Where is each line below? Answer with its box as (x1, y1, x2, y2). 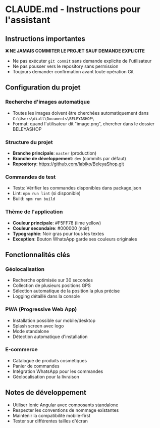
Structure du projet (5, 138, 53, 146)
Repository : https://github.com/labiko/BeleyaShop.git (12, 161, 125, 167)
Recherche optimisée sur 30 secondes (12, 277, 93, 283)
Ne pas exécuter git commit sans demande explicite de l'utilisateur (12, 58, 152, 64)
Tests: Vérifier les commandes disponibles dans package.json (12, 185, 141, 191)
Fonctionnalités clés (5, 250, 71, 259)
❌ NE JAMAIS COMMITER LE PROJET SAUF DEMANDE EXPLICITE (5, 48, 145, 54)
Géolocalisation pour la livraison (12, 373, 80, 379)
